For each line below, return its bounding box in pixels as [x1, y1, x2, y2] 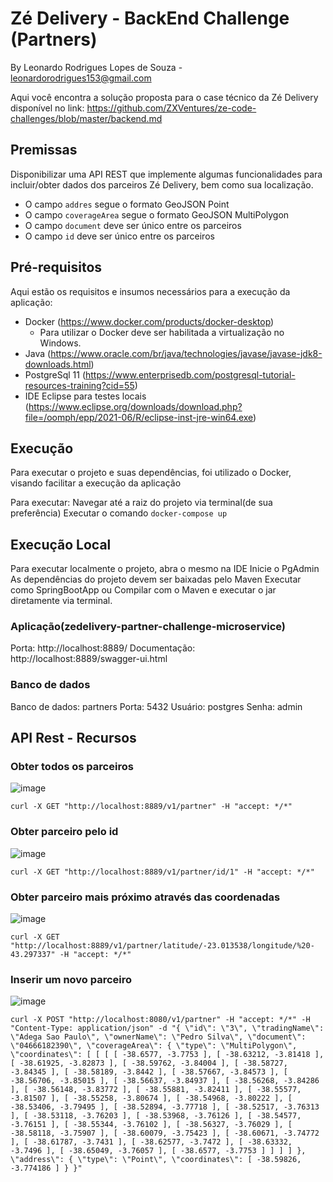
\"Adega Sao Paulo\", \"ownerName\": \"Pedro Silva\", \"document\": [10, 1032, 307, 1042]
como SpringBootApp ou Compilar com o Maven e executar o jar [10, 584, 277, 596]
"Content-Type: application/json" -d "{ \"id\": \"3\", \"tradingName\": [10, 1023, 325, 1034]
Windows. [39, 337, 82, 349]
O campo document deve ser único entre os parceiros [24, 219, 242, 231]
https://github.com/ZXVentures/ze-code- [86, 102, 257, 114]
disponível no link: [10, 102, 85, 114]
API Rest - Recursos [10, 730, 137, 747]
